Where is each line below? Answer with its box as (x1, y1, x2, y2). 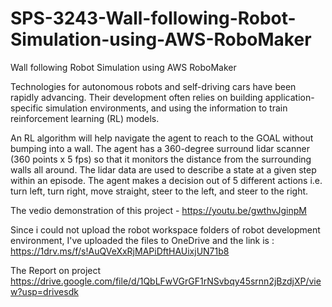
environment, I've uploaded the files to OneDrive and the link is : (10, 234, 275, 246)
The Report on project (10, 264, 102, 276)
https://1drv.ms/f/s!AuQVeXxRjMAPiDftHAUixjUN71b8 (10, 245, 230, 257)
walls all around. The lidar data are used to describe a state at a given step (10, 163, 317, 176)
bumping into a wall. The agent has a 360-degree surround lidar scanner (10, 142, 310, 154)
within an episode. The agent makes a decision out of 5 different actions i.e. (10, 174, 323, 186)
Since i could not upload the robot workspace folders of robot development (10, 223, 321, 236)
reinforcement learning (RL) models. (10, 112, 160, 124)
